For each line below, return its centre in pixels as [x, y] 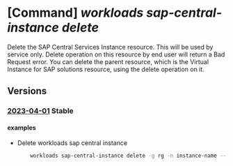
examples [22, 128]
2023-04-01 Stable [41, 111]
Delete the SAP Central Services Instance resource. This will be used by [110, 47]
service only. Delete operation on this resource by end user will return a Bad [116, 54]
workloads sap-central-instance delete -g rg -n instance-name [124, 156]
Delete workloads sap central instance [72, 143]
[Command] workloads [75, 13]
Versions [27, 91]
